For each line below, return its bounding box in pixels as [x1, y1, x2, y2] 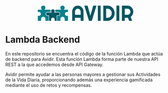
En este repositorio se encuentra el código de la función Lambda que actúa [5, 50, 163, 56]
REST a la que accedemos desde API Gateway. [5, 61, 104, 68]
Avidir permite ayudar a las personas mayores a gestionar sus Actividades [5, 71, 161, 77]
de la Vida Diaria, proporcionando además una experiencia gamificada [5, 77, 153, 83]
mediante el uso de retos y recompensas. [5, 82, 92, 88]
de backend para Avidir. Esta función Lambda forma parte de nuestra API [5, 56, 159, 62]
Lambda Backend [5, 34, 80, 46]
